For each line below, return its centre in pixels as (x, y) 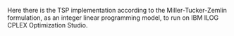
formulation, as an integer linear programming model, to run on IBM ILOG (113, 18)
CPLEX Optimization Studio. (48, 25)
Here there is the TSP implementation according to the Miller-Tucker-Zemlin (117, 10)
